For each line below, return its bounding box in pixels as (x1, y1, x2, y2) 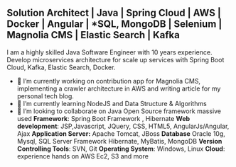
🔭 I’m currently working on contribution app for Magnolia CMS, (16, 76, 200, 85)
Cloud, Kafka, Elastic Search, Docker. (6, 63, 116, 71)
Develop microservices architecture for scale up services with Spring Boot (6, 55, 225, 64)
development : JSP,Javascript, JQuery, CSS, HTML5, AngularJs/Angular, (16, 122, 230, 130)
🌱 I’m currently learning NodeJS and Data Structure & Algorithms (16, 99, 207, 108)
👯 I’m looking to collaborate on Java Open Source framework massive (16, 107, 222, 115)
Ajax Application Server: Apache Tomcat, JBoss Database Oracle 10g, (16, 129, 225, 138)
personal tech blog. (16, 91, 74, 100)
